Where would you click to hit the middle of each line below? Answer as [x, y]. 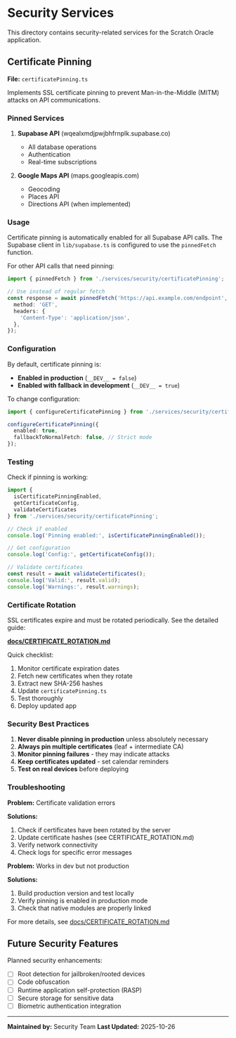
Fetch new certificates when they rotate [75, 676]
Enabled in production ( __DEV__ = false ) [77, 378]
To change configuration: [44, 399]
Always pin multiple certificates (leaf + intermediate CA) [100, 747]
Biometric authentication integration [69, 1006]
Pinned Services [36, 118]
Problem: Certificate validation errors [61, 803]
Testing [20, 461]
